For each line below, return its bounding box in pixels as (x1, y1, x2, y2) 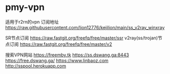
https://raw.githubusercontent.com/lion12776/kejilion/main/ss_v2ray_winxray (5, 24, 165, 30)
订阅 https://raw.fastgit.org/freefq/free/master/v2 (9, 41, 113, 47)
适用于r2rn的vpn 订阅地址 (5, 19, 59, 25)
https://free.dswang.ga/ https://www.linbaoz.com (5, 57, 109, 63)
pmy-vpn (5, 2, 45, 13)
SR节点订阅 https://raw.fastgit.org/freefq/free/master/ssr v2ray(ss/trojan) (5, 35, 158, 41)
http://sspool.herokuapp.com (5, 62, 66, 69)
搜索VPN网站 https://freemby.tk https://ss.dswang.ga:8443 (5, 52, 129, 58)
